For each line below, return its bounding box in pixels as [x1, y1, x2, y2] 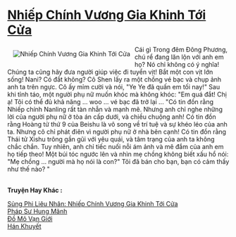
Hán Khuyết [7, 222, 42, 230]
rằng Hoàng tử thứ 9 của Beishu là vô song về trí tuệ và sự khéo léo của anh [7, 120, 228, 128]
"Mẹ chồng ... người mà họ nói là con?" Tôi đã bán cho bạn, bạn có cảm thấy [7, 157, 230, 165]
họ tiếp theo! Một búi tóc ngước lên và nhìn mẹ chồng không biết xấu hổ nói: [7, 150, 229, 158]
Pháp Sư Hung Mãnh [7, 207, 68, 215]
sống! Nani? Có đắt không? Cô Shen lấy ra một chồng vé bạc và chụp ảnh [7, 75, 222, 84]
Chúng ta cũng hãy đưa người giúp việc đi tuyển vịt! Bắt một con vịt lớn [7, 68, 213, 76]
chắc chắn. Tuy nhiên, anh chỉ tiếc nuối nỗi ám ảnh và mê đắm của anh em [7, 142, 224, 150]
